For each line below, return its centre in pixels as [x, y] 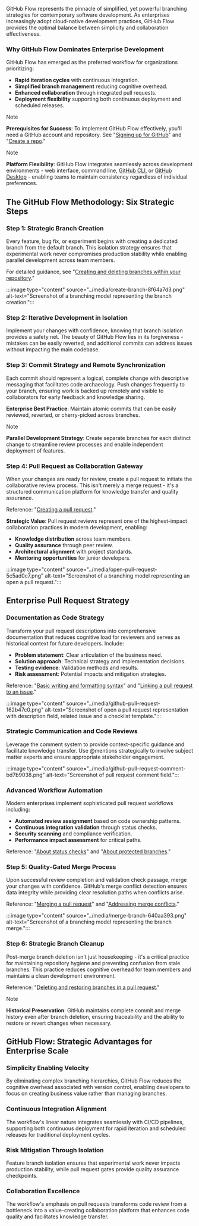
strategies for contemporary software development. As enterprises [88, 15]
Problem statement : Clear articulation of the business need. [89, 655]
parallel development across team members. [61, 260]
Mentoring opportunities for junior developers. [72, 558]
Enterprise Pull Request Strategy [68, 601]
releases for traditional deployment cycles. [58, 1134]
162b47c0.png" [25, 709]
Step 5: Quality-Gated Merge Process [61, 867]
